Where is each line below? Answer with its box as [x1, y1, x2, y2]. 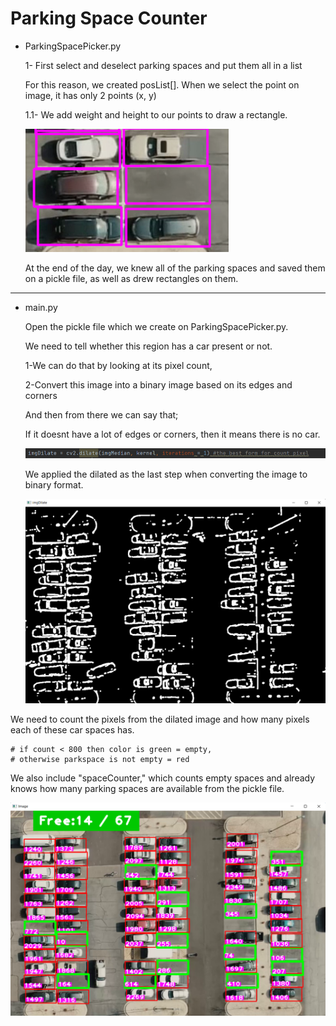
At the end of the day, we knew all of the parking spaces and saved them [24, 262, 326, 274]
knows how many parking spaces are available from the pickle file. [10, 782, 285, 794]
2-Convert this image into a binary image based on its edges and [24, 378, 293, 391]
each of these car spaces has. [10, 723, 135, 736]
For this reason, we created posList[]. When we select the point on [24, 78, 300, 91]
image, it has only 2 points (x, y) [24, 89, 157, 101]
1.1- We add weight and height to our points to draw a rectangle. [24, 108, 288, 121]
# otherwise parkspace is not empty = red [10, 754, 190, 764]
